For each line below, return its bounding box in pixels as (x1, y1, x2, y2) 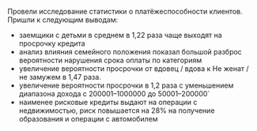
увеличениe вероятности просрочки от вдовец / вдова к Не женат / (18, 64, 250, 73)
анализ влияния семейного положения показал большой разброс (18, 47, 242, 56)
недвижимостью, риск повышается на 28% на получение (18, 106, 215, 115)
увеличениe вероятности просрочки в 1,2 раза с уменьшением (18, 80, 234, 90)
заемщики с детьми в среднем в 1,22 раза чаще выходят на (18, 31, 222, 39)
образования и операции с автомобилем (18, 114, 158, 123)
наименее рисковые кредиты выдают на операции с (18, 98, 198, 107)
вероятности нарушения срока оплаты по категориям (18, 55, 202, 65)
